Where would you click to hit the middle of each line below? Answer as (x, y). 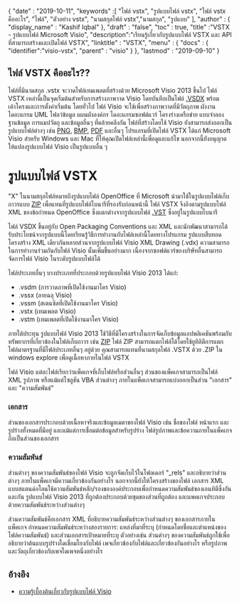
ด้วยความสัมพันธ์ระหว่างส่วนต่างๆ (46, 505)
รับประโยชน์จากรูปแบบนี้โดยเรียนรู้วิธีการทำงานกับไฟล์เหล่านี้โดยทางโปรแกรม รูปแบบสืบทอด (115, 234)
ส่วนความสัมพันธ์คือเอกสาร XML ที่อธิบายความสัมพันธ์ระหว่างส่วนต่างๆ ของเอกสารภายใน (112, 519)
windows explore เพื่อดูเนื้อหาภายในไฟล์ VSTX (69, 358)
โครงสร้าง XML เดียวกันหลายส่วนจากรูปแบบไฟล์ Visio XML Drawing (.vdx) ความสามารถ (119, 242)
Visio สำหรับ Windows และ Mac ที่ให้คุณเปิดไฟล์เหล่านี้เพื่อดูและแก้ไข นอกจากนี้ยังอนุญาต (117, 138)
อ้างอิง (19, 574)
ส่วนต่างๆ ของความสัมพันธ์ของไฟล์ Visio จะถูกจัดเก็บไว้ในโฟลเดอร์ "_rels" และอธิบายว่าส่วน (117, 473)
